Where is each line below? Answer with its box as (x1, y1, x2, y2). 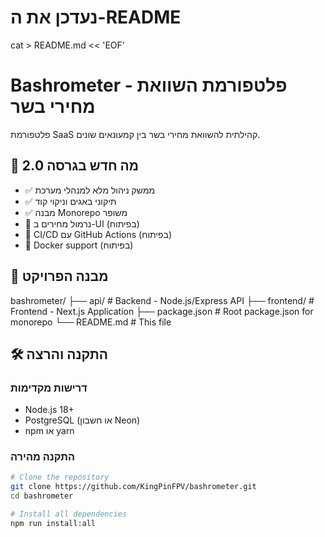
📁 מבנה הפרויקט (10, 268, 109, 285)
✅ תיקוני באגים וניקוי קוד (24, 195, 117, 207)
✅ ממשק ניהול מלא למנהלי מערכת (24, 184, 156, 196)
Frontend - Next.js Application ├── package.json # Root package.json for (10, 305, 314, 317)
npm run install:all (10, 518, 97, 528)
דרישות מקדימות (10, 381, 88, 395)
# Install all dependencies (10, 509, 128, 520)
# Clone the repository (10, 472, 110, 483)
